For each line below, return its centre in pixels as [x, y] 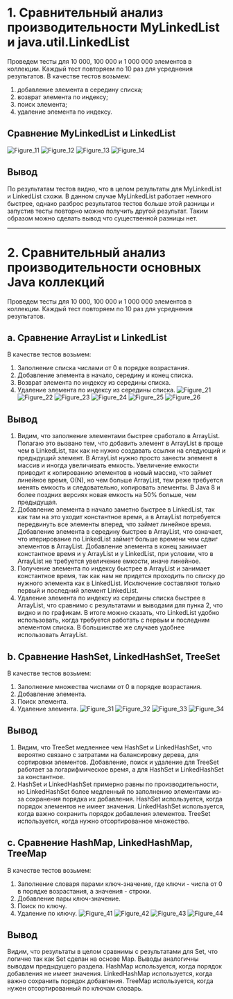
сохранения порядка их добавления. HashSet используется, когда [124, 799]
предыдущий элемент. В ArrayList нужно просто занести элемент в [117, 458]
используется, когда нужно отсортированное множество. [103, 821]
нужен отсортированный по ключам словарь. [75, 989]
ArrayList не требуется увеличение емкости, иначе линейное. [109, 561]
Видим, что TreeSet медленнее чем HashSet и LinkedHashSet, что [115, 747]
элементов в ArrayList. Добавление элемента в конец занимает [112, 546]
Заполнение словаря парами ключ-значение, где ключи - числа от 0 [120, 884]
